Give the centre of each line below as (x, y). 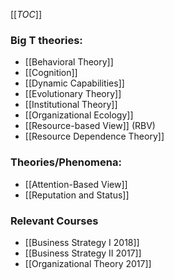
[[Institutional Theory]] (71, 105)
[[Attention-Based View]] (76, 184)
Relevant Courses (54, 221)
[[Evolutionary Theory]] (73, 94)
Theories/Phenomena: (66, 162)
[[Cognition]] (51, 73)
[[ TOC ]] (26, 14)
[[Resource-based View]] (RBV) (90, 126)
